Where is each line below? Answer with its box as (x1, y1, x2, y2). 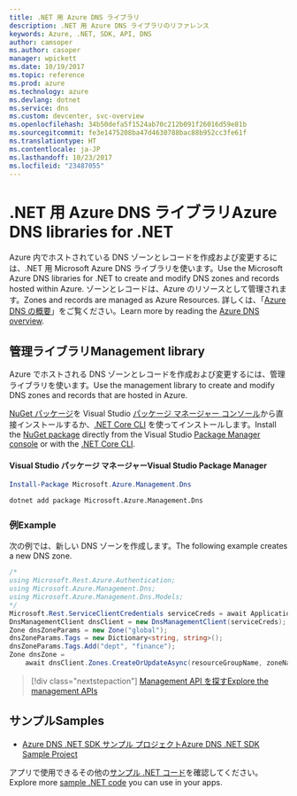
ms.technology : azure (9, 87, 89, 96)
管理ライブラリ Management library (9, 343, 205, 359)
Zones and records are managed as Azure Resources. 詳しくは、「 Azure (23, 294, 286, 306)
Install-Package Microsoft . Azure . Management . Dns (9, 480, 192, 489)
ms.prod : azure (9, 79, 65, 88)
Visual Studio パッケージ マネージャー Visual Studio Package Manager (9, 460, 268, 471)
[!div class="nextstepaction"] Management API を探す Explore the (30, 675, 270, 686)
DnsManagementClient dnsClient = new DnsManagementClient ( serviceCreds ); (9, 617, 287, 626)
